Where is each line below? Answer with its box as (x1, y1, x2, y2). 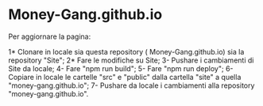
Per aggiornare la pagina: (8, 32, 91, 41)
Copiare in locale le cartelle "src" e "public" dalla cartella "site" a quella (8, 72, 242, 81)
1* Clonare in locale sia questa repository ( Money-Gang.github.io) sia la (8, 47, 245, 56)
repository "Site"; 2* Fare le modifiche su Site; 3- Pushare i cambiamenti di (8, 55, 254, 65)
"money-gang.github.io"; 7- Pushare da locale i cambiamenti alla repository (8, 81, 255, 90)
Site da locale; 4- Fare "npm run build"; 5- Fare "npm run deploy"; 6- (8, 63, 234, 73)
